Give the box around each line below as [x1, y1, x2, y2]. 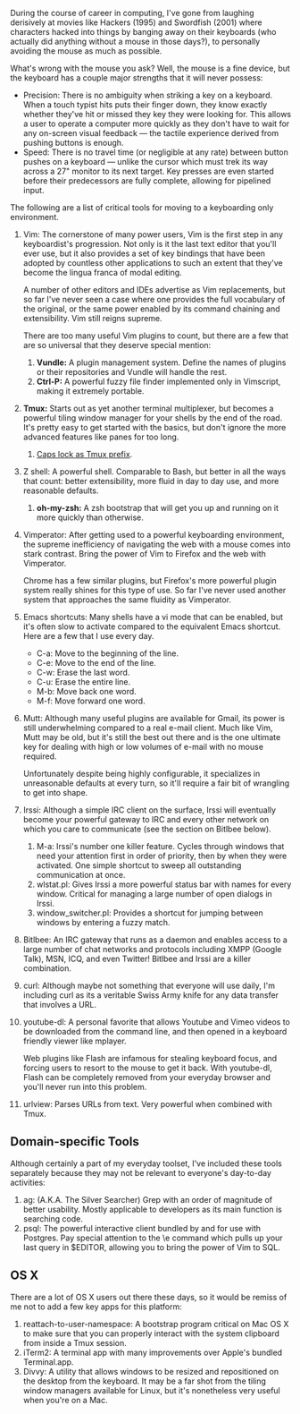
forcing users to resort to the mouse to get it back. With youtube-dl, [22, 1062, 272, 1073]
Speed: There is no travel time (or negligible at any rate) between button [22, 147, 289, 158]
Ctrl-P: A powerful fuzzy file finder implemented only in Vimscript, [36, 376, 281, 387]
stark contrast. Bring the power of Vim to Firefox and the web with [22, 549, 267, 558]
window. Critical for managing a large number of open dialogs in [36, 889, 273, 899]
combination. [22, 963, 72, 974]
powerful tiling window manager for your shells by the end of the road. [22, 413, 283, 423]
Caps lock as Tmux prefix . [36, 449, 133, 459]
